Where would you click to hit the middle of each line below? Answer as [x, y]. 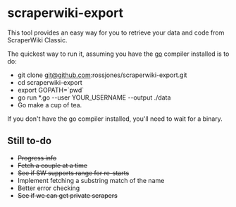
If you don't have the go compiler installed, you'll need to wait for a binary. [115, 119]
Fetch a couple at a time [52, 165]
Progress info [37, 158]
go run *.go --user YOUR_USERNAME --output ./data [94, 97]
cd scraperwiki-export [50, 82]
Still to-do [29, 141]
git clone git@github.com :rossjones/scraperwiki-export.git [102, 75]
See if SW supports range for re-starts [73, 173]
